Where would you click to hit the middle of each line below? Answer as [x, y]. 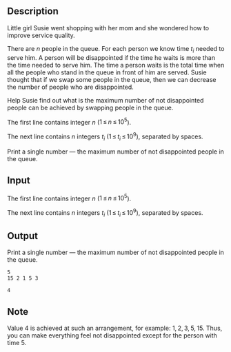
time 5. [17, 343]
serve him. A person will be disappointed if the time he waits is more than [111, 57]
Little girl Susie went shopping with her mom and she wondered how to [108, 28]
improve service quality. [41, 35]
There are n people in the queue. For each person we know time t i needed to [116, 49]
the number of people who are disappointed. [71, 87]
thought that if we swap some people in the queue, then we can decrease [112, 79]
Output [22, 236]
